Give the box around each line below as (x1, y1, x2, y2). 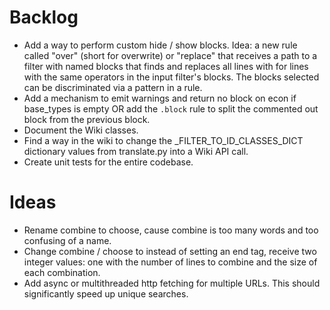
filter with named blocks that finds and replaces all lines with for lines (23, 60, 309, 72)
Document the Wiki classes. (23, 124, 139, 136)
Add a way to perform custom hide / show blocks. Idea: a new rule (23, 39, 298, 51)
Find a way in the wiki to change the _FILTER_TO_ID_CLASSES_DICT (23, 134, 304, 146)
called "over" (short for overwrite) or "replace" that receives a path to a (23, 49, 318, 61)
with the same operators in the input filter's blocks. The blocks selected (23, 71, 320, 83)
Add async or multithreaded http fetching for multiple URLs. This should (23, 277, 321, 289)
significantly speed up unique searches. (23, 287, 189, 300)
